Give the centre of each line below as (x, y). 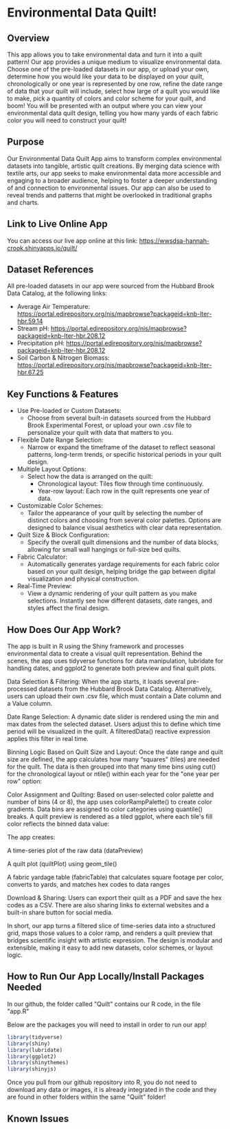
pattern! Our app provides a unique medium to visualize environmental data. (114, 62)
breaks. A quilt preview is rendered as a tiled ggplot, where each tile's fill (110, 817)
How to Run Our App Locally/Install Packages (106, 977)
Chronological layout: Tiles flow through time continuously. (121, 484)
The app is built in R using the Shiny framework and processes (95, 646)
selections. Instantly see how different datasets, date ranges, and (120, 601)
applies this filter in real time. (48, 739)
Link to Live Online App (57, 224)
